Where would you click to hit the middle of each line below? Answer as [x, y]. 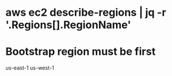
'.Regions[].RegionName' [68, 25]
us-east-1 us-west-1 [30, 68]
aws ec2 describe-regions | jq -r [86, 13]
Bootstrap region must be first [81, 52]
